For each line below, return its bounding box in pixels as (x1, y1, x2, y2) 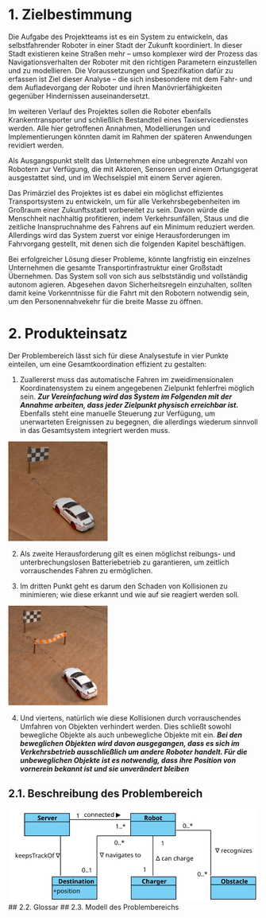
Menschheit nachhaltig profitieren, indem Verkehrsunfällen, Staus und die (8, 213, 249, 223)
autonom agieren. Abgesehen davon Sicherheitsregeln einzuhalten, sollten (8, 279, 253, 289)
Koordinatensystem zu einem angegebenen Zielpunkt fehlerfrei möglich (19, 383, 255, 393)
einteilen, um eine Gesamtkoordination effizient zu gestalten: (8, 359, 207, 369)
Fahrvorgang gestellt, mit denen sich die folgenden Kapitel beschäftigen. (8, 239, 246, 248)
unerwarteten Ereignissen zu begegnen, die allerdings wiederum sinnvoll (19, 416, 258, 427)
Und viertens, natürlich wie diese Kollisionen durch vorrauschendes (19, 713, 241, 722)
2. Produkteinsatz (8, 325, 129, 343)
